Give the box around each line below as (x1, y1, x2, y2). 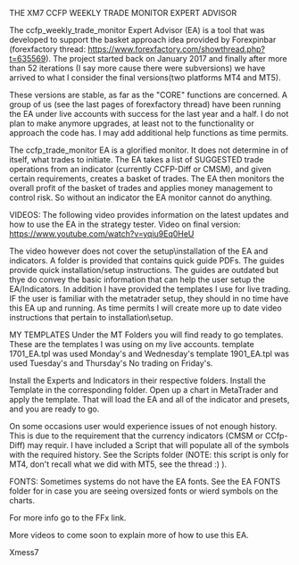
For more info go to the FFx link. (9, 512, 127, 523)
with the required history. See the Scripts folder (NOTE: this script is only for (9, 450, 289, 460)
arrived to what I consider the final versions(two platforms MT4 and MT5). (9, 72, 281, 83)
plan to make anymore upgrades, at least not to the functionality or (9, 118, 254, 129)
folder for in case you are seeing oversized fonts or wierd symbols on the (9, 486, 278, 496)
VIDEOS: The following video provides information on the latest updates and (9, 210, 289, 220)
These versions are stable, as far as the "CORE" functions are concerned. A (9, 89, 288, 100)
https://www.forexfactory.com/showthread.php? (87, 44, 266, 54)
